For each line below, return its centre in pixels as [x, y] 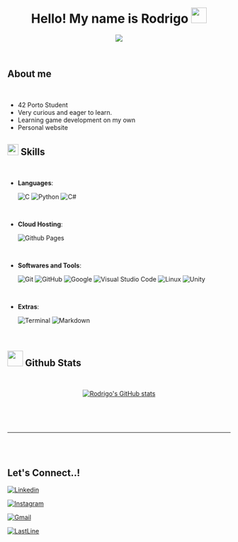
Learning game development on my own [76, 120]
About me [29, 74]
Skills [33, 152]
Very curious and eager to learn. [65, 112]
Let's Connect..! [44, 473]
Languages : [35, 183]
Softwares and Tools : [49, 265]
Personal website [43, 127]
